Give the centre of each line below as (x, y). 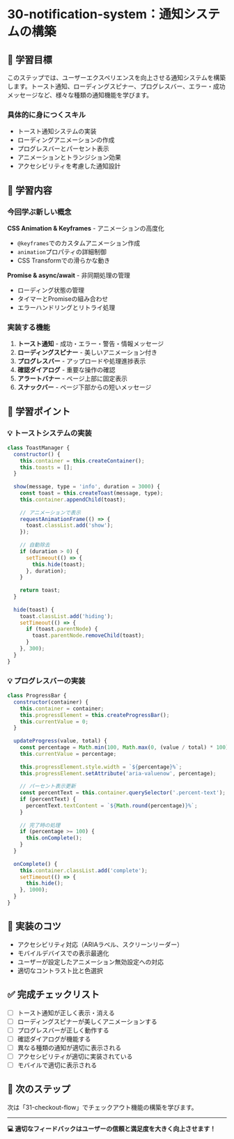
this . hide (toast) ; (59, 564)
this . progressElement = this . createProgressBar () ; (95, 715)
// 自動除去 (35, 545)
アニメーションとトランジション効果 (69, 157)
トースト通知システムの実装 (57, 131)
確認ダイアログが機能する (54, 1039)
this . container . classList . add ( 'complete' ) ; (84, 870)
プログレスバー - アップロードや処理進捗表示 (81, 361)
